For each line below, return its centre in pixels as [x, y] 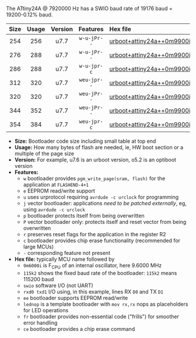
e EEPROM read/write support [59, 191]
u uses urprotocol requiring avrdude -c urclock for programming [101, 197]
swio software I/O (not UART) [58, 285]
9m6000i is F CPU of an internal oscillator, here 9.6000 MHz [92, 266]
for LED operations [46, 310]
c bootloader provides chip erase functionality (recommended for [102, 240]
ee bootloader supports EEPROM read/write [76, 298]
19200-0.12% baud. [29, 15]
